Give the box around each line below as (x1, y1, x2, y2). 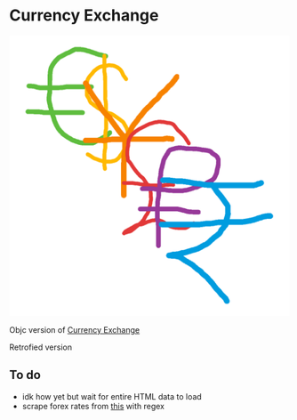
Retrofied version (9, 342, 73, 352)
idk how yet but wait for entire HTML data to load (21, 391, 202, 401)
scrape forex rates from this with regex (21, 400, 165, 411)
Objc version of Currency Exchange (9, 324, 140, 335)
